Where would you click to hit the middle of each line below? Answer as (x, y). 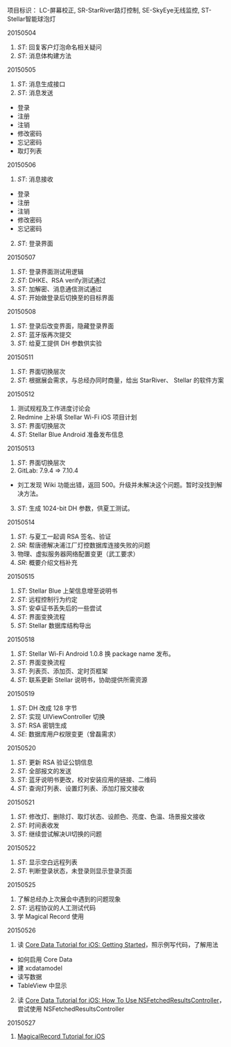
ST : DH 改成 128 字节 (47, 708)
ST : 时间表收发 (38, 825)
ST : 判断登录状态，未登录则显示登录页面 (75, 871)
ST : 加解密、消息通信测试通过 (59, 289)
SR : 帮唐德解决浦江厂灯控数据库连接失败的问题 (84, 545)
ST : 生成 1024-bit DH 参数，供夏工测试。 (75, 508)
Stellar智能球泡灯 (32, 19)
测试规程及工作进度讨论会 (54, 408)
